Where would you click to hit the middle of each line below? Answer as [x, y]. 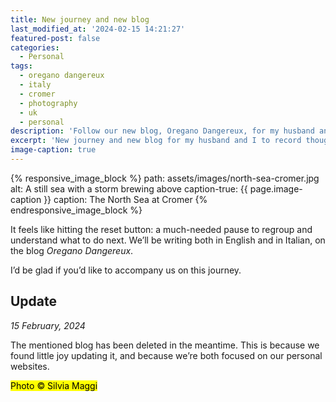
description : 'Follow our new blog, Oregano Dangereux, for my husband [162, 131]
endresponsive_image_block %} [76, 210]
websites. [30, 366]
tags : [21, 66]
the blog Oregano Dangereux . [72, 250]
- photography [48, 103]
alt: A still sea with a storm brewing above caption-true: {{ [129, 188]
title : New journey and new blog [80, 19]
